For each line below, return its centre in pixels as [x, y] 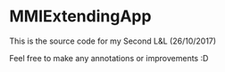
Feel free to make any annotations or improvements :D [109, 58]
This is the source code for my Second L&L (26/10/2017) [113, 41]
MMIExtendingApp [80, 16]
